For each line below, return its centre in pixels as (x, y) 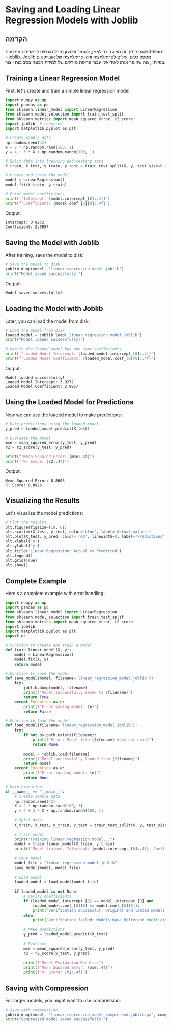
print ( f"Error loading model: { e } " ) (62, 773)
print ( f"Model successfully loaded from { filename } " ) (82, 759)
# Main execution (24, 787)
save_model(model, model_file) (48, 868)
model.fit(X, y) (32, 659)
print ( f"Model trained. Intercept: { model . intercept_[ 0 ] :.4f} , (83, 849)
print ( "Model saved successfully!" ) (44, 274)
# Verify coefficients (48, 896)
